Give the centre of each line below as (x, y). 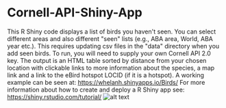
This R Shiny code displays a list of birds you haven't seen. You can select (112, 31)
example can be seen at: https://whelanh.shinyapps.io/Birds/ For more (106, 82)
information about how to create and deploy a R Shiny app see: (96, 90)
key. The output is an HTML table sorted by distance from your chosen (107, 60)
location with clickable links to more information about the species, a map (111, 68)
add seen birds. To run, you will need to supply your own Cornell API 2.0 (109, 53)
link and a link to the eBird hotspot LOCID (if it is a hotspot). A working (105, 75)
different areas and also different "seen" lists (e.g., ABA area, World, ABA (110, 38)
